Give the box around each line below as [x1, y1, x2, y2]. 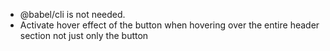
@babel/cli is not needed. [19, 9, 126, 20]
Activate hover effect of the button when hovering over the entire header [19, 19, 320, 31]
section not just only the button [19, 30, 149, 41]
